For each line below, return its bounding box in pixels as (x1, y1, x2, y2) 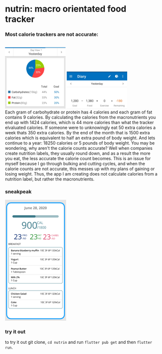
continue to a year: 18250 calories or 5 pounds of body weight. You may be (5, 140, 155, 146)
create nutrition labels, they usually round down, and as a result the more (5, 150, 151, 156)
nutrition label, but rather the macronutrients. (5, 176, 95, 182)
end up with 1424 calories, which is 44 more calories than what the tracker (5, 120, 154, 126)
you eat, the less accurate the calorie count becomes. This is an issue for (5, 156, 151, 161)
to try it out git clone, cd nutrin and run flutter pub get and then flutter (5, 339, 152, 345)
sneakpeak (5, 188, 32, 195)
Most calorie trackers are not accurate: (5, 31, 99, 38)
